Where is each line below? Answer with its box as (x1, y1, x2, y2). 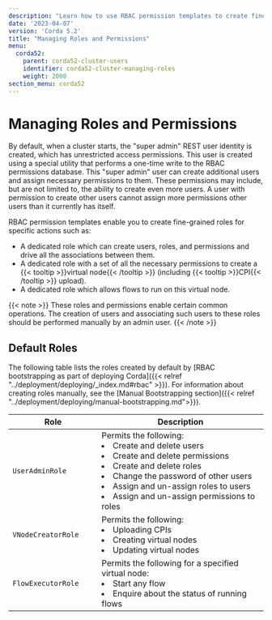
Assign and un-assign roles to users (113, 481, 251, 492)
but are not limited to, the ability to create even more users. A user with (8, 184, 245, 195)
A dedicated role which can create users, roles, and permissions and (19, 242, 249, 251)
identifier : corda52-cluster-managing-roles (23, 65, 176, 73)
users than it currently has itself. (8, 202, 116, 212)
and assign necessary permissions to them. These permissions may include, (8, 176, 263, 186)
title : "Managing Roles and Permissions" (8, 34, 151, 43)
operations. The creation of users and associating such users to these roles (8, 309, 261, 319)
